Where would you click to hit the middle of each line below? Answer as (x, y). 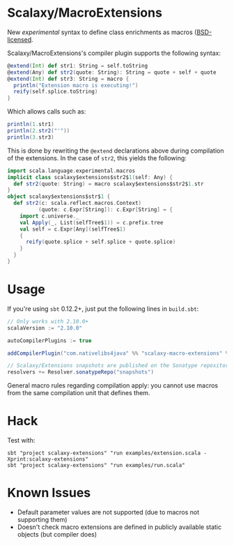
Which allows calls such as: (47, 112)
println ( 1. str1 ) (31, 124)
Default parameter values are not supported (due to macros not (108, 512)
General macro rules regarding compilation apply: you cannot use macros (112, 385)
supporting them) (42, 520)
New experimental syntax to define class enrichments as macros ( (102, 32)
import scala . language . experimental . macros (71, 171)
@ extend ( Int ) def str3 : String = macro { (68, 79)
